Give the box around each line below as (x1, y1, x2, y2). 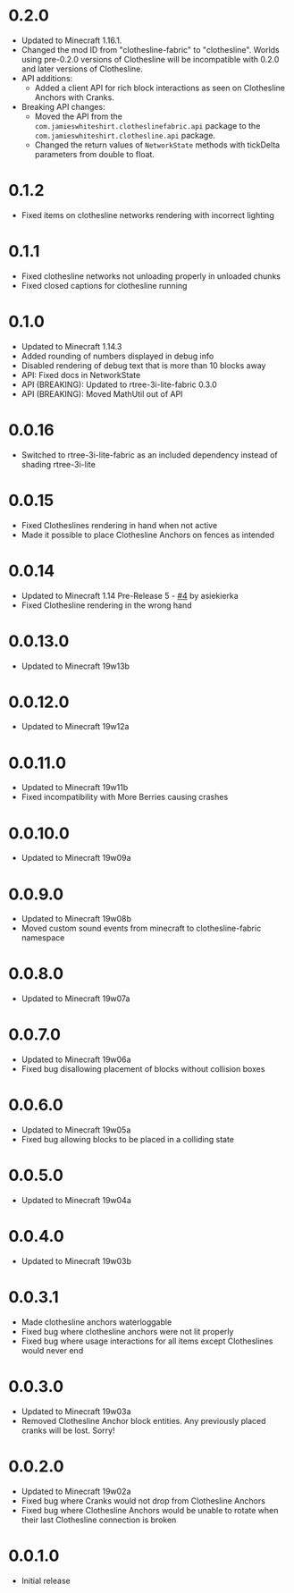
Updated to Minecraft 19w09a (21, 853, 131, 864)
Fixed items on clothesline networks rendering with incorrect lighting (21, 209, 274, 220)
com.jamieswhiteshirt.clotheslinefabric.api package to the (34, 120, 261, 131)
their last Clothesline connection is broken (21, 1514, 177, 1525)
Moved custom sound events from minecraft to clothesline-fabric (21, 923, 262, 934)
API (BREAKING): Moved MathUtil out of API (21, 388, 183, 399)
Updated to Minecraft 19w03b (21, 1255, 131, 1266)
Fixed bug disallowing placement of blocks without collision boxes (21, 1064, 265, 1075)
